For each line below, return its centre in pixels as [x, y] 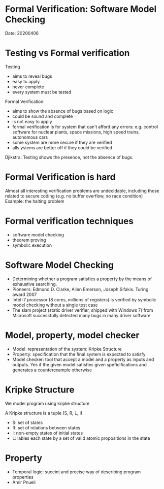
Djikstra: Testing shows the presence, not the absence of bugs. [69, 157]
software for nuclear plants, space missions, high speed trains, [76, 132]
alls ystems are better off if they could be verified [62, 147]
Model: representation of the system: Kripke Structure [67, 349]
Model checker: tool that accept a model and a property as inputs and [83, 359]
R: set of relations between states [46, 427]
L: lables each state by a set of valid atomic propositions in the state [81, 438]
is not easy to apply [32, 121]
